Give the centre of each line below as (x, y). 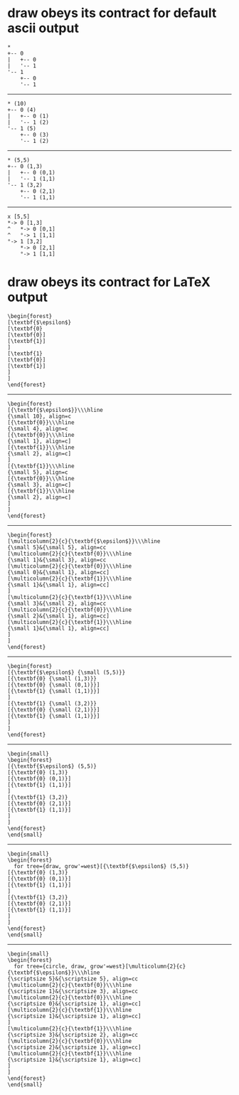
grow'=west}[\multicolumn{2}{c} (138, 966)
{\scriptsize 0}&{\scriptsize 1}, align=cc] (74, 1004)
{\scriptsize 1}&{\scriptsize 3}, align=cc (73, 991)
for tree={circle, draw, (51, 966)
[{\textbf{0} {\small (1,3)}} (52, 678)
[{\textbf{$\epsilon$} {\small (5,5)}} (67, 672)
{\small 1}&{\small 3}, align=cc (57, 560)
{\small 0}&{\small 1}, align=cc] (59, 572)
